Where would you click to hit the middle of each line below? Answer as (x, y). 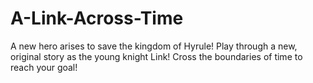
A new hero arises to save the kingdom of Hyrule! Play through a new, (154, 46)
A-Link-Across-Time (97, 18)
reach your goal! (44, 67)
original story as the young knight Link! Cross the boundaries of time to (156, 56)
